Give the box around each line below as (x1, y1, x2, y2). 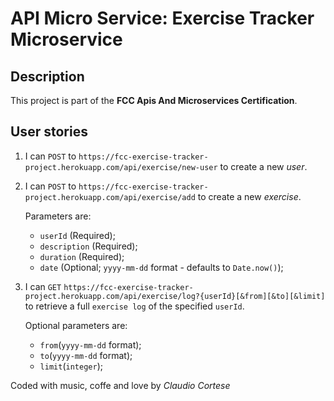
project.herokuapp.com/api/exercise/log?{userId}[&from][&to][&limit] (24, 291, 326, 301)
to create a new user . (219, 160, 308, 172)
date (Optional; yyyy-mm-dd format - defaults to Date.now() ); (39, 261, 284, 273)
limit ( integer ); (39, 360, 103, 372)
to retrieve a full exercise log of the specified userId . (24, 300, 245, 312)
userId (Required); (39, 229, 116, 241)
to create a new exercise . (197, 190, 302, 202)
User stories (10, 123, 88, 141)
